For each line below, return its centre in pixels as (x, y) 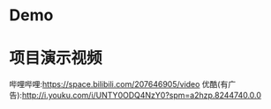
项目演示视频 (56, 58)
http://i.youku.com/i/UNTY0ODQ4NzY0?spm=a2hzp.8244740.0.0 (142, 95)
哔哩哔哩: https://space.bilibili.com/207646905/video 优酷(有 (119, 84)
